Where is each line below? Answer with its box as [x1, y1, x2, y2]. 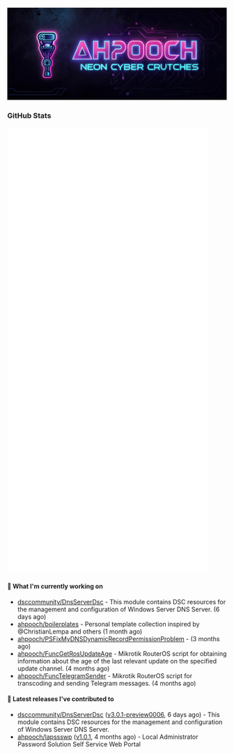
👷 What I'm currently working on [7, 582, 103, 590]
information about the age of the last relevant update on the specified [17, 657, 217, 665]
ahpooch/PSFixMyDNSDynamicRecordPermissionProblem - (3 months [17, 634, 220, 643]
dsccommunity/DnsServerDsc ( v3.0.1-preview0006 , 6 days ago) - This [17, 711, 221, 719]
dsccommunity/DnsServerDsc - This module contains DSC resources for [17, 597, 226, 606]
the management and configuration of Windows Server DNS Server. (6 [17, 605, 220, 613]
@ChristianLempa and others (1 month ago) [17, 627, 143, 636]
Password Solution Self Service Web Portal [17, 740, 141, 748]
